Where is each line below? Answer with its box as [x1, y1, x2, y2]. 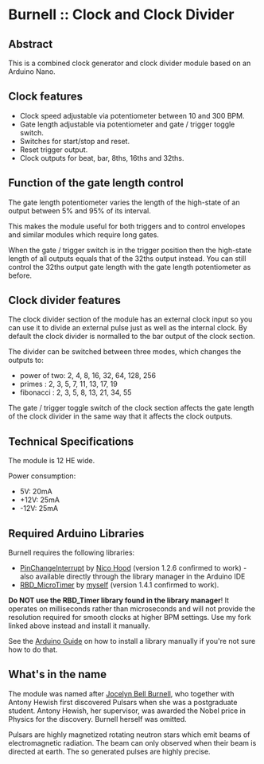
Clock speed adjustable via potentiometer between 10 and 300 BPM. [19, 111, 245, 120]
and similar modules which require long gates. [8, 229, 159, 240]
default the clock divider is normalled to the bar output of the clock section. [8, 332, 256, 341]
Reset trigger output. [19, 145, 88, 154]
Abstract [8, 37, 53, 51]
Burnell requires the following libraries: [8, 548, 135, 558]
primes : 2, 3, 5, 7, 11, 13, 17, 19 [19, 380, 118, 389]
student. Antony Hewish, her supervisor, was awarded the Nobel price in [8, 706, 247, 715]
